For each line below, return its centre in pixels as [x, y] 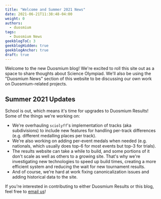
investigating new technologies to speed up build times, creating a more [84, 162]
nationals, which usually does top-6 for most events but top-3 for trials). [84, 146]
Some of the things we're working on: [42, 116]
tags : [10, 32]
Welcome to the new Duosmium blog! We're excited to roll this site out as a [80, 68]
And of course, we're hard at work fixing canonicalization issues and [80, 172]
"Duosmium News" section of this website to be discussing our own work [78, 79]
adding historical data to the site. [45, 177]
